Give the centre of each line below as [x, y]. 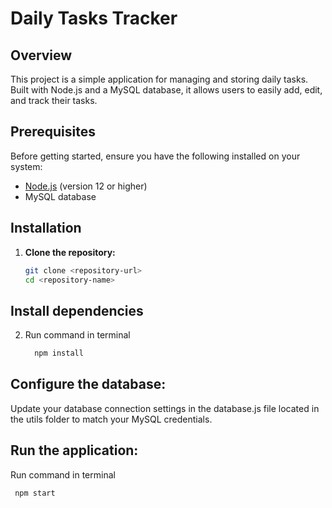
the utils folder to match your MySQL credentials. [111, 419]
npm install [59, 353]
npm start [35, 493]
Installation [46, 228]
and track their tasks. [54, 100]
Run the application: [74, 450]
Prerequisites [53, 132]
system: [26, 166]
